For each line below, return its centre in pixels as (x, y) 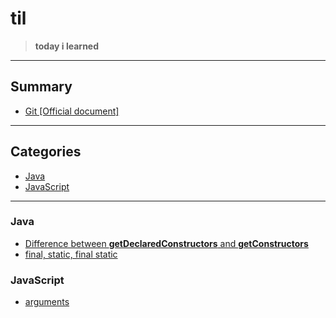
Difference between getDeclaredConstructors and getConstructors (166, 243)
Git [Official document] (72, 111)
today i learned (67, 46)
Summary (41, 87)
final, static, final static (71, 254)
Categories (46, 152)
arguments (47, 302)
